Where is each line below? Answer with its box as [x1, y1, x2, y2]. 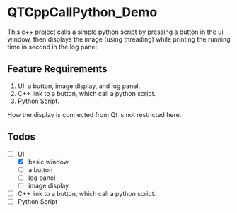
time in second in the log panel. [7, 42, 99, 51]
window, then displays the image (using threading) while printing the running [7, 35, 231, 43]
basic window [28, 157, 69, 166]
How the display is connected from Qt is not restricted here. [7, 110, 182, 118]
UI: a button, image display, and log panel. [17, 82, 141, 90]
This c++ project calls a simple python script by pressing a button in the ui [7, 28, 224, 36]
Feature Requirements [7, 63, 108, 75]
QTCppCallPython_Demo [7, 4, 158, 20]
